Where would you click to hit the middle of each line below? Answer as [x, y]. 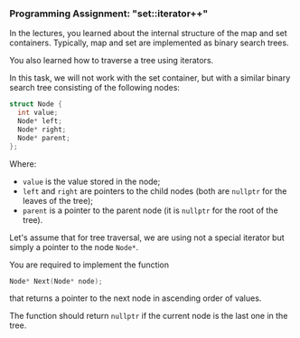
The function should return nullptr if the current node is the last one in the [149, 316]
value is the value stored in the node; [91, 181]
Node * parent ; [44, 138]
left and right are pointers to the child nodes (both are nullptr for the [155, 191]
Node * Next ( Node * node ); [56, 281]
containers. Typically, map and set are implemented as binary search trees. [149, 43]
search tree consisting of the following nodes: [95, 88]
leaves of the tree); [57, 200]
